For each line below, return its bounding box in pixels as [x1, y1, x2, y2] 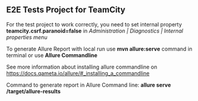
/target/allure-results [6, 87, 61, 95]
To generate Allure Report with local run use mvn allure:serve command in [6, 45, 193, 52]
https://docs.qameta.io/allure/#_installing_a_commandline [6, 69, 150, 77]
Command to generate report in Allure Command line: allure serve [6, 81, 171, 88]
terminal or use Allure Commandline [6, 51, 98, 59]
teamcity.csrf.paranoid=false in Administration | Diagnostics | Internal [6, 27, 184, 34]
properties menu [6, 33, 48, 41]
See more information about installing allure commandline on [6, 63, 158, 70]
